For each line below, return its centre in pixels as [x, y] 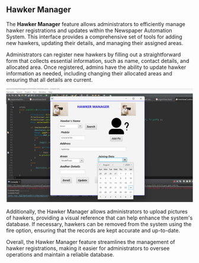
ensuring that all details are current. [49, 80]
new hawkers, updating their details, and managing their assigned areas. [95, 43]
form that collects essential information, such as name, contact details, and [98, 61]
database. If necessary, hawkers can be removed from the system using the [99, 224]
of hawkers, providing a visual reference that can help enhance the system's [99, 218]
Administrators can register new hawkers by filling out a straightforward [94, 54]
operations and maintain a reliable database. [60, 255]
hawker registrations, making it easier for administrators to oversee [88, 248]
